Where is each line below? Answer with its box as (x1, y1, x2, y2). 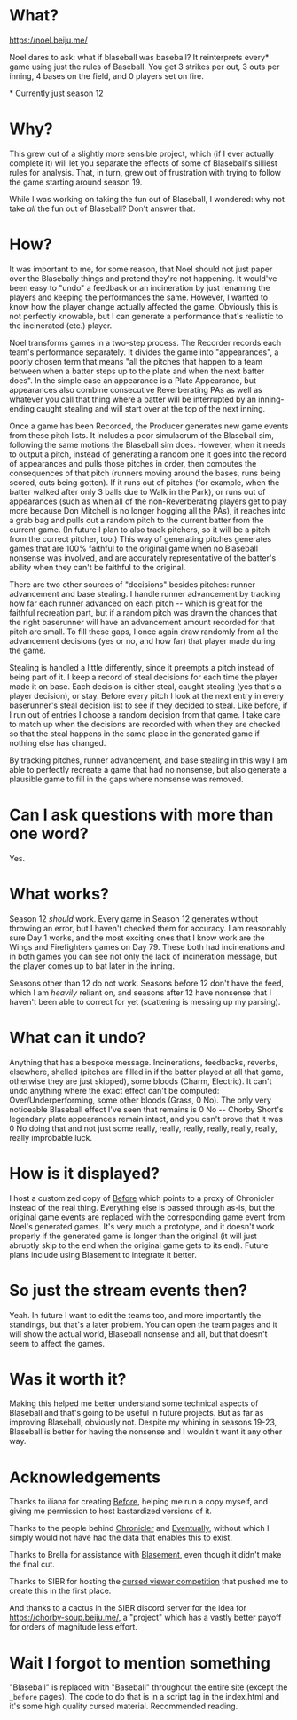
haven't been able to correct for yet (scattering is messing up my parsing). (9, 996, 281, 1007)
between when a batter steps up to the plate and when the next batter (9, 365, 265, 376)
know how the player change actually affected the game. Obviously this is (9, 301, 279, 311)
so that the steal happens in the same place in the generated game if (9, 728, 260, 739)
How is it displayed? (9, 1163, 160, 1183)
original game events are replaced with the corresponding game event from (9, 1212, 285, 1222)
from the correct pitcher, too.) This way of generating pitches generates (9, 533, 272, 544)
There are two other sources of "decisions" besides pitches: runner (9, 578, 255, 590)
